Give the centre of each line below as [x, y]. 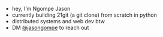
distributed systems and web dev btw [58, 21]
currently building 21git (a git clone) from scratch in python [84, 15]
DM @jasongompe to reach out [50, 27]
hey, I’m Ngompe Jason [41, 9]
